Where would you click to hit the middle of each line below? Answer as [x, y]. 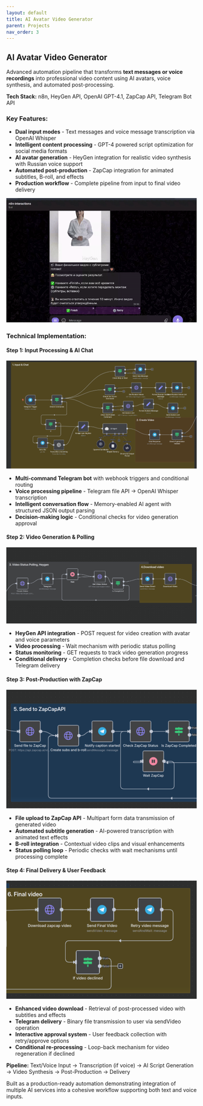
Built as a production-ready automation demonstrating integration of [91, 1084]
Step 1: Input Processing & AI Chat [50, 350]
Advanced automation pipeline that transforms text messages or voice [95, 72]
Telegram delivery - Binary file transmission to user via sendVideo [98, 1022]
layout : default [27, 13]
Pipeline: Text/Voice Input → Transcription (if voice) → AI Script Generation [100, 1065]
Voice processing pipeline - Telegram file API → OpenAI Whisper [97, 491]
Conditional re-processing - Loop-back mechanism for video [92, 1047]
